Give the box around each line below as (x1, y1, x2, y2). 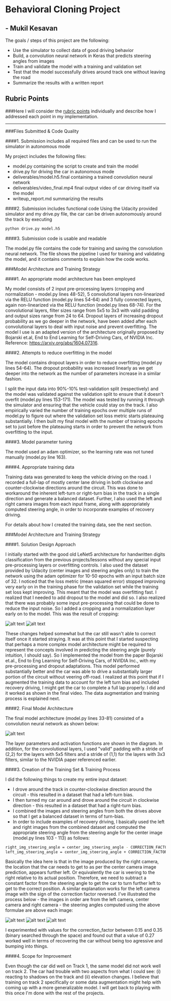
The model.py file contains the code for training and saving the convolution (5, 245, 163, 251)
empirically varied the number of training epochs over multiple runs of (5, 407, 152, 413)
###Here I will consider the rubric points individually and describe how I (5, 108, 156, 114)
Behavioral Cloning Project (5, 4, 121, 15)
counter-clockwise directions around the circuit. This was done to (5, 484, 144, 491)
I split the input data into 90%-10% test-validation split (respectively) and (5, 386, 159, 392)
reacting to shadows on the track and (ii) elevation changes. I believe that (5, 974, 159, 980)
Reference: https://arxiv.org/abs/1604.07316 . (5, 340, 99, 346)
